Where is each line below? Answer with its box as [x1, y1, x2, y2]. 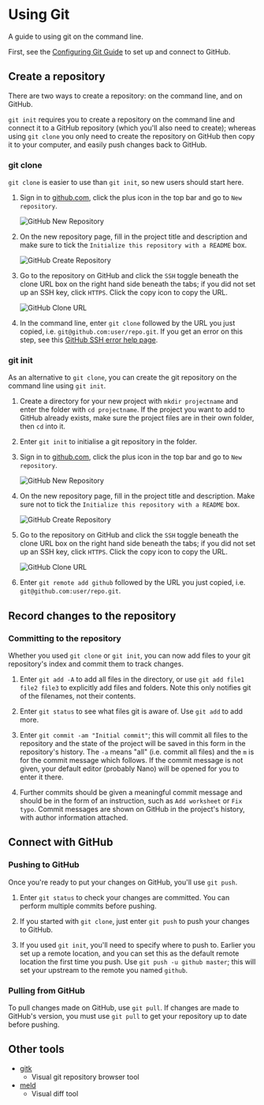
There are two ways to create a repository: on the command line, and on [8, 91, 243, 100]
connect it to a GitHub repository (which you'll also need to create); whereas [8, 123, 256, 132]
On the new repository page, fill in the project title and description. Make [19, 492, 255, 501]
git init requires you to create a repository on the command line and [8, 115, 235, 124]
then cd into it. [19, 421, 65, 432]
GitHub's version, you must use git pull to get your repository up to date [8, 1012, 247, 1021]
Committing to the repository [8, 632, 122, 643]
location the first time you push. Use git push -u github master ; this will [19, 956, 256, 966]
